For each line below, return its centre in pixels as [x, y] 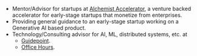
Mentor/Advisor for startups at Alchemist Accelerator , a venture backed [102, 9]
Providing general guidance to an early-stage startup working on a [95, 21]
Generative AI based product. [49, 28]
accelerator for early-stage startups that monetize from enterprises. [97, 15]
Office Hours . [38, 47]
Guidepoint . [36, 41]
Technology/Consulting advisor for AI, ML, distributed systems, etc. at [99, 34]
